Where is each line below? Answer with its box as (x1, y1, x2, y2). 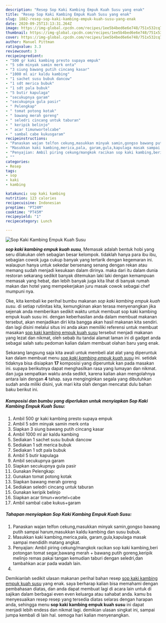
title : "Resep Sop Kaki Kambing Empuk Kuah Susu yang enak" (5, 12, 132, 17)
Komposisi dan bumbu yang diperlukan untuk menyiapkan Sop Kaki (5, 398, 148, 404)
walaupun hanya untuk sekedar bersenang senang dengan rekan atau (5, 262, 147, 268)
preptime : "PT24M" (5, 205, 43, 210)
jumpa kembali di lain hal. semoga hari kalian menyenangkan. (5, 612, 130, 618)
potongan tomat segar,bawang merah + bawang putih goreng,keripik (12, 550, 153, 556)
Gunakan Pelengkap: (12, 468, 55, 474)
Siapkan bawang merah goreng (12, 478, 77, 484)
